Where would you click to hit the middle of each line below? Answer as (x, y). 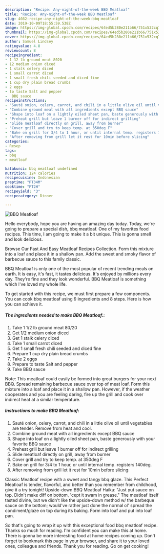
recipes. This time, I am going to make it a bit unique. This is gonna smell (78, 234)
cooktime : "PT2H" (23, 187)
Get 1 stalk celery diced (36, 338)
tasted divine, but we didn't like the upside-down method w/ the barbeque (80, 500)
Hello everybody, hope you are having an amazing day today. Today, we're (80, 224)
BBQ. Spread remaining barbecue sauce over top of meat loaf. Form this (78, 384)
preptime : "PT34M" (24, 182)
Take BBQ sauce (29, 369)
